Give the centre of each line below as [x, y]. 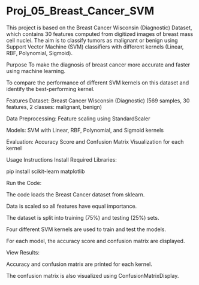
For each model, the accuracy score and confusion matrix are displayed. [96, 241]
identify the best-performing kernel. [50, 89]
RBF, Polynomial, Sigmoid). [40, 53]
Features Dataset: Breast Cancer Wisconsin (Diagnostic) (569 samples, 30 [98, 101]
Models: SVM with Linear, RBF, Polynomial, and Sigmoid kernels [85, 130]
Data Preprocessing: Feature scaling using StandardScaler [79, 119]
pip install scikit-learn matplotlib [46, 171]
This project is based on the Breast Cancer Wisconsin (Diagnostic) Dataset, [99, 28]
